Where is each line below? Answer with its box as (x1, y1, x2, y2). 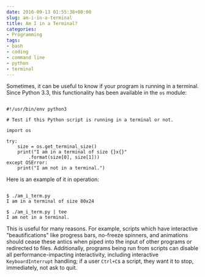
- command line (6, 54, 45, 61)
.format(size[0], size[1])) (28, 154, 100, 161)
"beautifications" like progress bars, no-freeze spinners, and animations (6, 232, 188, 239)
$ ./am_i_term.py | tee (6, 209, 67, 215)
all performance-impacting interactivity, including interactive (6, 251, 159, 259)
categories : (6, 26, 37, 32)
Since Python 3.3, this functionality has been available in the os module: (6, 89, 187, 97)
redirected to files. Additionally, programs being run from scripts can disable (6, 245, 199, 252)
